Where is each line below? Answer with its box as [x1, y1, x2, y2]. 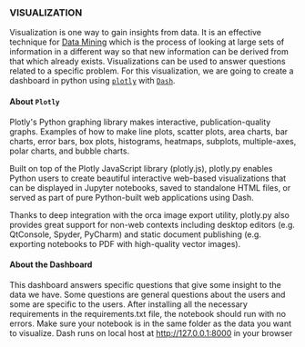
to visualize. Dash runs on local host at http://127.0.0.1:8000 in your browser [9, 327, 293, 338]
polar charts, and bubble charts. [9, 145, 130, 156]
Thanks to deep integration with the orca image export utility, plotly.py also [9, 209, 290, 220]
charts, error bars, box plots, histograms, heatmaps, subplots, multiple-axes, [9, 135, 297, 146]
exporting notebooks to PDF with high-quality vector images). [9, 238, 241, 249]
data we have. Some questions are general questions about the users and [9, 289, 286, 300]
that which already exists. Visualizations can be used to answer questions [9, 56, 286, 67]
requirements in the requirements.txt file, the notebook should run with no [9, 308, 287, 319]
